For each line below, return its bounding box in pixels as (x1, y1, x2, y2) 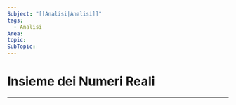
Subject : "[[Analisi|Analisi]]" (7, 10, 102, 18)
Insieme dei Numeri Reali (7, 73, 155, 89)
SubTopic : (7, 43, 37, 50)
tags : (7, 17, 23, 24)
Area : (7, 30, 23, 37)
